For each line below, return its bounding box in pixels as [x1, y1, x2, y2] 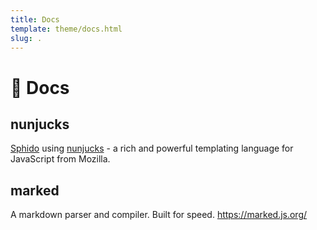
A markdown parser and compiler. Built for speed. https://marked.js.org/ [10, 209, 308, 221]
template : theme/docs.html [10, 24, 123, 34]
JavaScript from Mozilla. [10, 153, 111, 165]
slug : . [10, 33, 43, 43]
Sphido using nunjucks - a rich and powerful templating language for [10, 142, 294, 155]
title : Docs [10, 14, 60, 25]
